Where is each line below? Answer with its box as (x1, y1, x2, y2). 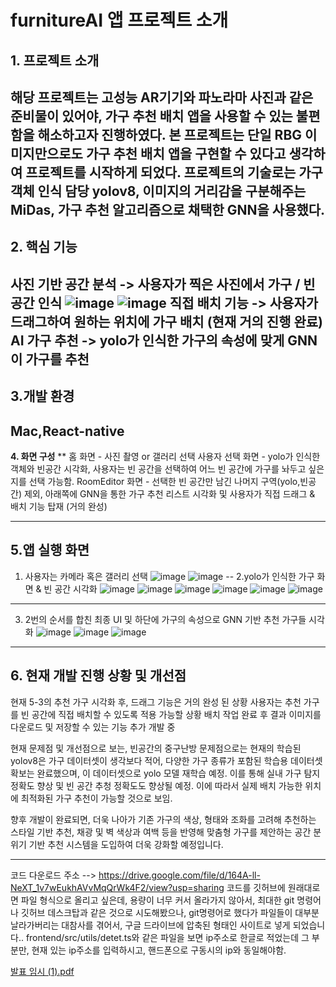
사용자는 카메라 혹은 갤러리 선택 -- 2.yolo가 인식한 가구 (24, 570, 315, 582)
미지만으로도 (10, 145, 83, 162)
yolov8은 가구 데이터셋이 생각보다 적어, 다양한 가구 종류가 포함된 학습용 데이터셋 (10, 754, 323, 766)
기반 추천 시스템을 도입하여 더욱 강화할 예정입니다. (28, 838, 224, 850)
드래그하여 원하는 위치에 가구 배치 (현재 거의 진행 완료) (10, 313, 323, 330)
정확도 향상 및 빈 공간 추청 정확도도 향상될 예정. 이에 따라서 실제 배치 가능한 (10, 779, 303, 791)
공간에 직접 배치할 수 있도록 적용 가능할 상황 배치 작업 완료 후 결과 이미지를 (31, 708, 322, 720)
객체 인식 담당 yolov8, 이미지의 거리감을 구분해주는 (10, 182, 307, 200)
